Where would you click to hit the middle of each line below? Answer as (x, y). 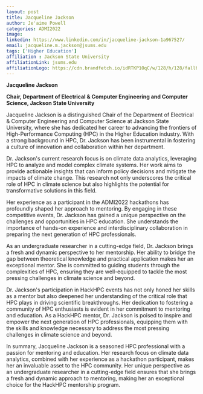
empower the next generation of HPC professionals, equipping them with (97, 322)
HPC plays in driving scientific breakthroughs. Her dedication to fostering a (100, 303)
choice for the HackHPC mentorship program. (63, 385)
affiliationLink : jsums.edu (42, 62)
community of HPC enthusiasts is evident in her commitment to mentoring (98, 309)
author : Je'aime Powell (36, 23)
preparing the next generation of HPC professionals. (71, 234)
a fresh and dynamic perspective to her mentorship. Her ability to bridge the (101, 253)
